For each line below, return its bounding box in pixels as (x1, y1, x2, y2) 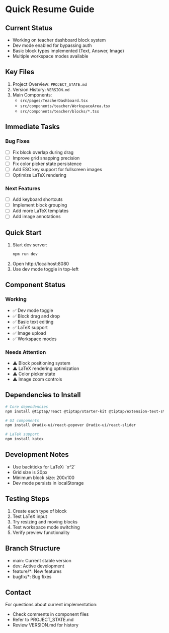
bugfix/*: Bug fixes (12, 573, 52, 579)
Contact (5, 588, 31, 597)
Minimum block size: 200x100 (12, 474, 74, 481)
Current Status (5, 24, 53, 32)
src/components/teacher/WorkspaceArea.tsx (20, 103, 111, 109)
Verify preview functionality (12, 529, 70, 536)
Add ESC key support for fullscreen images (12, 166, 102, 172)
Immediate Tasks (5, 123, 60, 131)
